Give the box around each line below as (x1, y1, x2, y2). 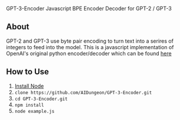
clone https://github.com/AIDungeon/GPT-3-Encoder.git (14, 90, 152, 95)
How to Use (6, 67, 49, 77)
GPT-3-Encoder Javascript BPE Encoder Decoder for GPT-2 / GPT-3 (6, 5, 172, 12)
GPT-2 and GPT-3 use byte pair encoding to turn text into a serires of (6, 37, 174, 44)
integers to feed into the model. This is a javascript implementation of (6, 43, 174, 50)
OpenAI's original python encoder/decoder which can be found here (6, 50, 172, 57)
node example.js (14, 108, 55, 114)
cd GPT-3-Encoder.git (14, 96, 68, 102)
